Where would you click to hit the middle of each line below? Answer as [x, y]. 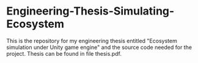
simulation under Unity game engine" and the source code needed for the [99, 47]
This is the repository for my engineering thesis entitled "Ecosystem [92, 41]
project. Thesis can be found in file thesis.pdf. [64, 53]
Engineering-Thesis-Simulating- [90, 11]
